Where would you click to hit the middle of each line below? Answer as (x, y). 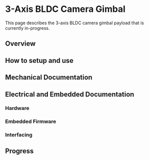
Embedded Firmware (31, 121)
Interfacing (19, 135)
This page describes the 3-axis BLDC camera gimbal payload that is (75, 23)
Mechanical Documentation (49, 78)
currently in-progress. (27, 28)
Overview (21, 44)
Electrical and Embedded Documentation (70, 94)
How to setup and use (39, 60)
